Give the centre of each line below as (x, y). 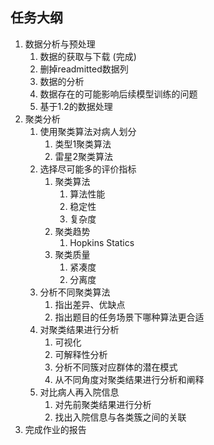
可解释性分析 (81, 354)
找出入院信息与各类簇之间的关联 (120, 417)
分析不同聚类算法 (75, 292)
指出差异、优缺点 (90, 304)
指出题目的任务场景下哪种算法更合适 (129, 317)
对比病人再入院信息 (79, 392)
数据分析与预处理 (60, 44)
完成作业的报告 (55, 429)
